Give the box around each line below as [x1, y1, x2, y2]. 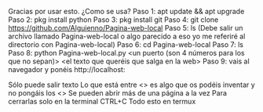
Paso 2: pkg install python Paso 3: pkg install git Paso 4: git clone [8, 15, 219, 24]
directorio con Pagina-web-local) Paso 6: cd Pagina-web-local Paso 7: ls [8, 40, 243, 49]
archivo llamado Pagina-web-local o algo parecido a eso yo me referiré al [8, 31, 246, 41]
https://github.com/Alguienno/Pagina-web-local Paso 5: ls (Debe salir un [8, 23, 243, 32]
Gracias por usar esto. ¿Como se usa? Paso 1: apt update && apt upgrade [8, 7, 245, 16]
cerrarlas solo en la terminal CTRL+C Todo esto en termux [8, 97, 196, 106]
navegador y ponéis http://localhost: [8, 65, 126, 74]
